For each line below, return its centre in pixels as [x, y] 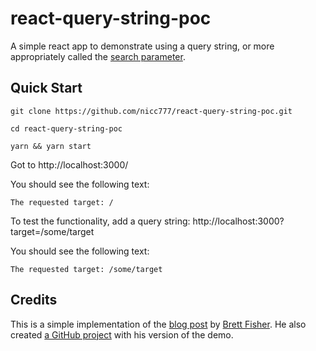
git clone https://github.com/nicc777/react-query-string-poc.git [151, 111]
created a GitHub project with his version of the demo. [122, 334]
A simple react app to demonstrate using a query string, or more [142, 46]
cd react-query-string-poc [66, 128]
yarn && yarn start [51, 146]
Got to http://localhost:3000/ [69, 164]
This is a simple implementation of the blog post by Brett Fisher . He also [158, 324]
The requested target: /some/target [86, 269]
